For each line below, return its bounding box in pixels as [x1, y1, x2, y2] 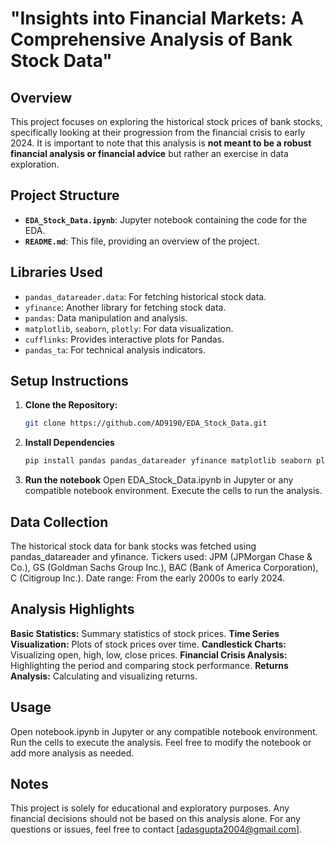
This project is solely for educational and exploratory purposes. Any [10, 802, 290, 814]
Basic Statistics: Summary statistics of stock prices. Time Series [10, 627, 280, 639]
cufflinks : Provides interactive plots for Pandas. [24, 333, 225, 345]
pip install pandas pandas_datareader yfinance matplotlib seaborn [24, 456, 312, 466]
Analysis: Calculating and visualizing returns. [10, 670, 198, 682]
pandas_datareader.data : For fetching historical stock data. [24, 290, 267, 302]
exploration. [10, 158, 60, 170]
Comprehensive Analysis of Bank [10, 28, 293, 51]
